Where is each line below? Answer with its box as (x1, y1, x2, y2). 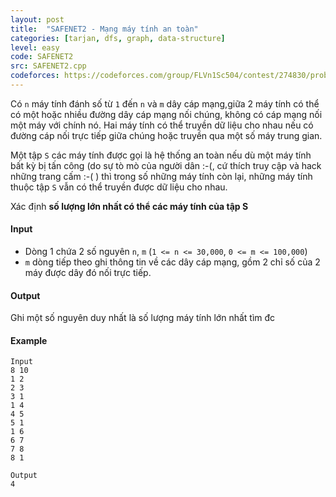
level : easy (10, 42, 60, 53)
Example (10, 334, 48, 346)
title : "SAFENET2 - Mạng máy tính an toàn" (10, 24, 199, 34)
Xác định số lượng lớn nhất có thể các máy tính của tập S (10, 200, 249, 212)
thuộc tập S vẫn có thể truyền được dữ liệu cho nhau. (10, 181, 228, 193)
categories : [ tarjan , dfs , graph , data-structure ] (10, 33, 226, 43)
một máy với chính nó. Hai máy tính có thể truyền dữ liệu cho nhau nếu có (10, 119, 314, 131)
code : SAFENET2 (10, 52, 74, 62)
